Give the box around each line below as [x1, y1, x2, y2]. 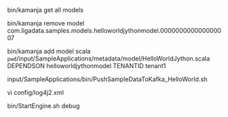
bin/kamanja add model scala [7, 47, 91, 55]
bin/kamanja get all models [7, 6, 84, 14]
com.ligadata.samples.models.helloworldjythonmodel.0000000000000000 [7, 27, 222, 34]
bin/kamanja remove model [7, 19, 85, 27]
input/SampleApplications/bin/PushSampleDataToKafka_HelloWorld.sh [7, 75, 208, 83]
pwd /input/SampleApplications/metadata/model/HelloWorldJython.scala [7, 54, 211, 63]
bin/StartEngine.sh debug [7, 102, 80, 109]
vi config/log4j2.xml [7, 89, 64, 96]
